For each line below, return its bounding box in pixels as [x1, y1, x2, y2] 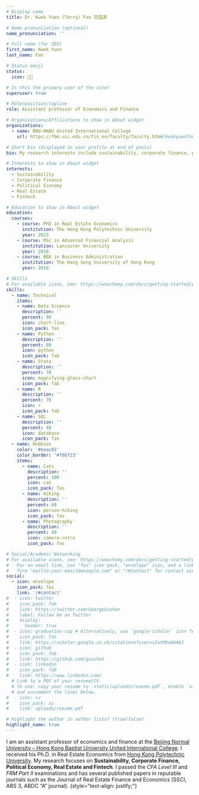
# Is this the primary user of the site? [6, 84, 110, 91]
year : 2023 [21, 232, 49, 238]
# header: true [6, 623, 57, 629]
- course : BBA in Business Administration [17, 254, 123, 260]
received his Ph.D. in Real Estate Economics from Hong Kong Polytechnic [6, 751, 185, 758]
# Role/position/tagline [6, 101, 68, 107]
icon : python [21, 348, 54, 354]
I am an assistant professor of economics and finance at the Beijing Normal [6, 738, 190, 745]
